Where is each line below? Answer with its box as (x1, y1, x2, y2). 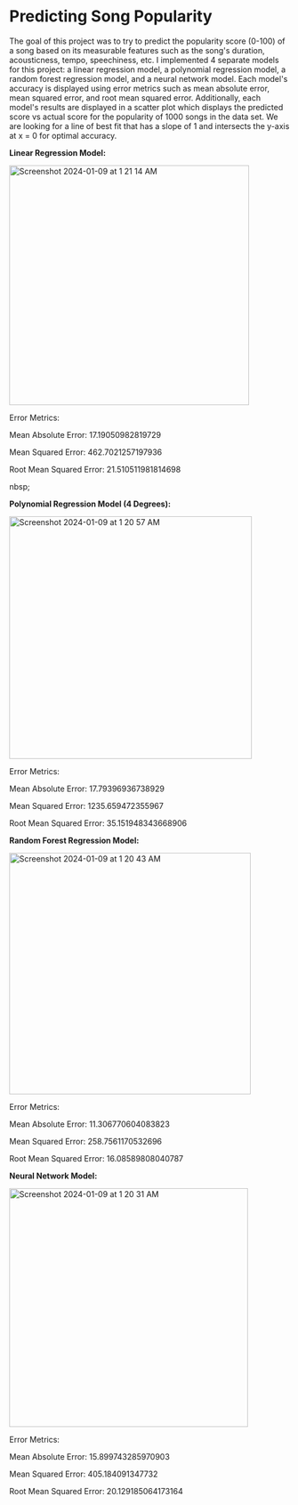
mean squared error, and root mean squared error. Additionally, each (9, 92, 261, 103)
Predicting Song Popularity (9, 6, 213, 27)
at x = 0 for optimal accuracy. (9, 130, 117, 141)
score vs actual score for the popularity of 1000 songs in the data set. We (9, 111, 278, 122)
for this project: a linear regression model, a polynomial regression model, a (9, 64, 286, 75)
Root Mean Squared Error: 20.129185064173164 (9, 1485, 184, 1496)
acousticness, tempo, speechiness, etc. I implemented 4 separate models (9, 54, 279, 65)
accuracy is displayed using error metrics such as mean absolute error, (9, 83, 270, 93)
